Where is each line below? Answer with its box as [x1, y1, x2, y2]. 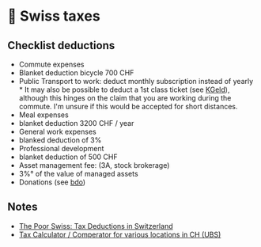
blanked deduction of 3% [18, 135, 102, 145]
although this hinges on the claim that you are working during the [18, 93, 232, 102]
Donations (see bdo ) [18, 177, 86, 187]
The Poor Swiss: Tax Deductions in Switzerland [18, 221, 173, 230]
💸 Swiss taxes [7, 7, 100, 25]
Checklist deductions [7, 39, 115, 52]
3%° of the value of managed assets [18, 169, 139, 178]
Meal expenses [18, 110, 69, 120]
